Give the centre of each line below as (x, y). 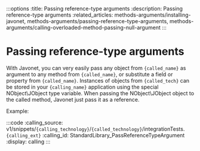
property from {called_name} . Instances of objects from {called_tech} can (98, 80)
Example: (18, 111)
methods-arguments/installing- (153, 15)
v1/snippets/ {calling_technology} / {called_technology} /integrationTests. (96, 129)
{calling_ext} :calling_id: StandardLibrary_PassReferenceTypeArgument (96, 135)
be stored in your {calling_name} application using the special (82, 87)
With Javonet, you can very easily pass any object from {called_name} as (96, 68)
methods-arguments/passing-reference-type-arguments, (98, 21)
